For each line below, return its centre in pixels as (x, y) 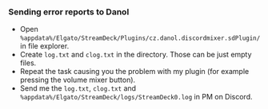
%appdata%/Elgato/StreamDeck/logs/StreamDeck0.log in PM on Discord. (136, 97)
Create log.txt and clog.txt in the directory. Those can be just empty (136, 55)
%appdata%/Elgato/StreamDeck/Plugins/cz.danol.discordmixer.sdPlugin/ (140, 38)
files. (28, 63)
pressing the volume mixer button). (78, 80)
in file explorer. (44, 46)
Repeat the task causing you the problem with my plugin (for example (134, 72)
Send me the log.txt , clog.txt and (78, 88)
